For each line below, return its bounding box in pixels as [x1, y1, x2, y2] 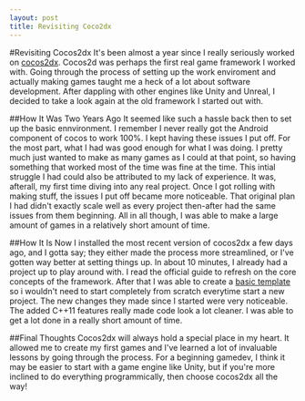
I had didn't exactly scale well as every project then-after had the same [9, 200, 276, 211]
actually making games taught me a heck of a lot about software [9, 76, 250, 87]
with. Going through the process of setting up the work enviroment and [9, 66, 276, 77]
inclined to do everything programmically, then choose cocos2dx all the [9, 371, 279, 382]
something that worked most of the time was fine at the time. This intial [9, 161, 276, 172]
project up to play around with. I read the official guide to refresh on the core [9, 266, 297, 277]
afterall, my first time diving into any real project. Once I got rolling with [9, 180, 276, 191]
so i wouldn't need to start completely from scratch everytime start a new [9, 285, 285, 296]
